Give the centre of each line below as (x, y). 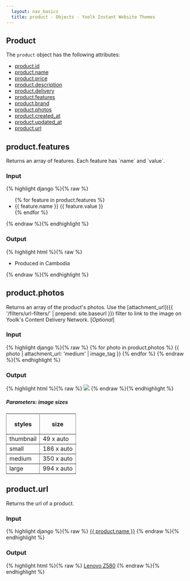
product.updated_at (38, 122)
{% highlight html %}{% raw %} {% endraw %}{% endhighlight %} (90, 389)
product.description (38, 85)
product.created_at (37, 116)
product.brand (32, 104)
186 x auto (58, 449)
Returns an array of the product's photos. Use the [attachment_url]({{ (90, 307)
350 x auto (58, 459)
